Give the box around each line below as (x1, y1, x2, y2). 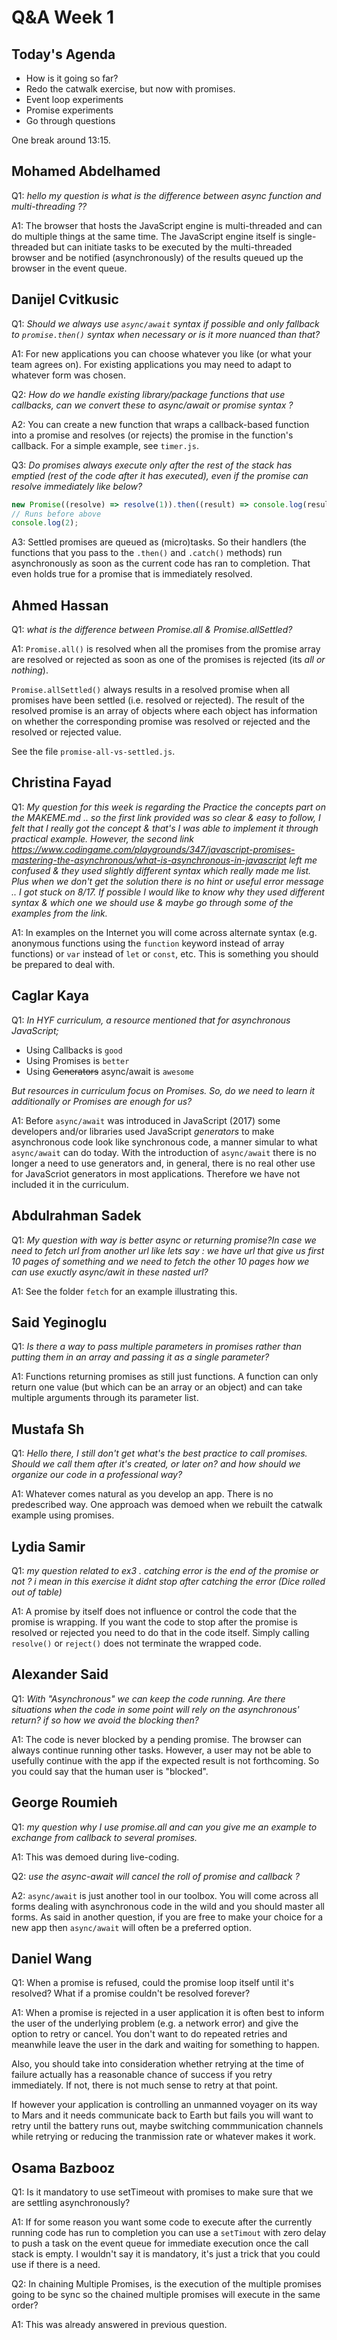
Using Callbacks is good (25, 1044, 123, 1056)
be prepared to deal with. (11, 958, 116, 970)
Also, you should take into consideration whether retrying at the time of (11, 2058, 305, 2070)
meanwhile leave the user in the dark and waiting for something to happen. (11, 2039, 320, 2051)
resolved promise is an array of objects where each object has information (11, 705, 318, 717)
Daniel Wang (11, 1950, 93, 1967)
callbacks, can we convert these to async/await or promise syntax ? (11, 399, 294, 411)
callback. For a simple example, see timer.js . (11, 439, 199, 451)
